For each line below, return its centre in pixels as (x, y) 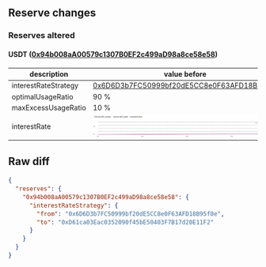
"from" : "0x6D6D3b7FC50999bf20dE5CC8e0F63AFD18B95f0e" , (131, 214)
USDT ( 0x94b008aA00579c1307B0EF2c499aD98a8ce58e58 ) (113, 54)
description (49, 74)
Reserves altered (42, 36)
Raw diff (29, 161)
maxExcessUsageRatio (49, 107)
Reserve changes (52, 13)
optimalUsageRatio (42, 96)
